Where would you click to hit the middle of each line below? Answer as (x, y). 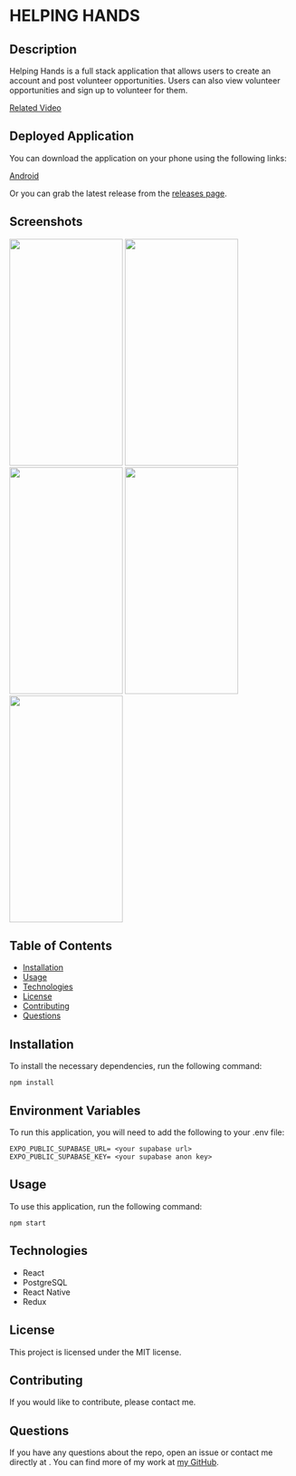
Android (24, 175)
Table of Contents (61, 946)
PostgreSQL (45, 1282)
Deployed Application (72, 136)
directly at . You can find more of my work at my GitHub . (114, 1462)
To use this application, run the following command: (106, 1206)
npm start (28, 1223)
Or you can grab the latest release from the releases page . (119, 193)
